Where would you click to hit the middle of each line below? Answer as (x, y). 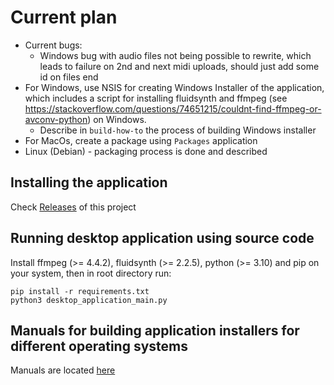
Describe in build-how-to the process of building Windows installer (178, 130)
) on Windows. (117, 119)
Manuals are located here (63, 370)
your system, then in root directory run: (91, 273)
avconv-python (56, 119)
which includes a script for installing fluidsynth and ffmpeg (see (156, 98)
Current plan (64, 17)
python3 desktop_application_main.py (89, 300)
